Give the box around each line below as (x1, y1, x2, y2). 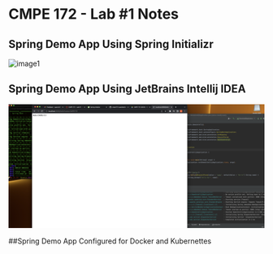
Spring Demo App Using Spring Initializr (8, 37, 214, 51)
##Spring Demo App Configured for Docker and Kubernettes (8, 236, 212, 246)
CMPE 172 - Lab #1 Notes (8, 5, 180, 24)
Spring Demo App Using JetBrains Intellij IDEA (8, 82, 246, 96)
